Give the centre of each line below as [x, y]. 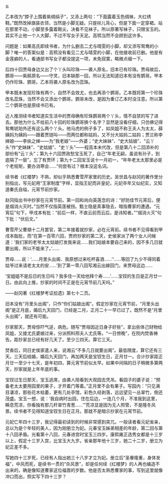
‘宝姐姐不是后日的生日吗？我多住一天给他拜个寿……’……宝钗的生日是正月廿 [81, 276]
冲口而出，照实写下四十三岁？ [36, 476]
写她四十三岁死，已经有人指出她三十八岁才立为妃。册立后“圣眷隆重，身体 [81, 458]
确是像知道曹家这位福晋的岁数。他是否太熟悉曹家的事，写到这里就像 [92, 470]
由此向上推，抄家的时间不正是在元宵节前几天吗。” [64, 282]
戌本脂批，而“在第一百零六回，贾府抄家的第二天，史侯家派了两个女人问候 [81, 236]
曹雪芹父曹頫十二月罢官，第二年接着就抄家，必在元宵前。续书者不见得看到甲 [84, 229]
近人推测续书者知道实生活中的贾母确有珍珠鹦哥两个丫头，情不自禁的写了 [79, 116]
